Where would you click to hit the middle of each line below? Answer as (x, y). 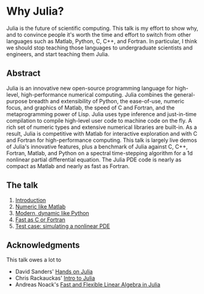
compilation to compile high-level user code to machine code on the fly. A (99, 120)
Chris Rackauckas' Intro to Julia (55, 278)
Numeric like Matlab (40, 207)
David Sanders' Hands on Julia (54, 272)
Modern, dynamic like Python (52, 213)
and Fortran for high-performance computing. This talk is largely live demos (102, 140)
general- (184, 94)
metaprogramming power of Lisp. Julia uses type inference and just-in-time (101, 114)
